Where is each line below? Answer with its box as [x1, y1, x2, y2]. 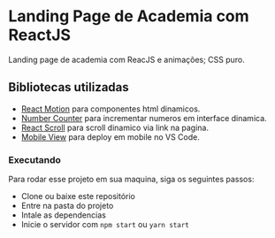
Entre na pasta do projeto [20, 201, 114, 211]
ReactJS [8, 25, 72, 45]
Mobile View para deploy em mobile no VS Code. [20, 131, 200, 142]
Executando [8, 153, 61, 165]
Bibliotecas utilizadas [8, 80, 129, 95]
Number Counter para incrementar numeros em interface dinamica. [20, 112, 267, 123]
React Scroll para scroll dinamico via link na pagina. [20, 122, 210, 133]
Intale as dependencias [20, 210, 107, 220]
